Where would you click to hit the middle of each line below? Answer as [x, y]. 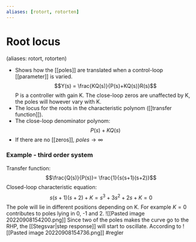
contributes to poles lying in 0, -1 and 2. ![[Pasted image [76, 213]
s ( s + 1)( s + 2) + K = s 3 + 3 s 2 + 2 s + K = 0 [101, 197]
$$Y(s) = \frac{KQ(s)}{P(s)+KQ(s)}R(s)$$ [106, 85]
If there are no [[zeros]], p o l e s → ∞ [59, 140]
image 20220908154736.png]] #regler [76, 232]
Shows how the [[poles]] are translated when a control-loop [89, 70]
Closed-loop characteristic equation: [52, 187]
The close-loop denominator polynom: [63, 120]
